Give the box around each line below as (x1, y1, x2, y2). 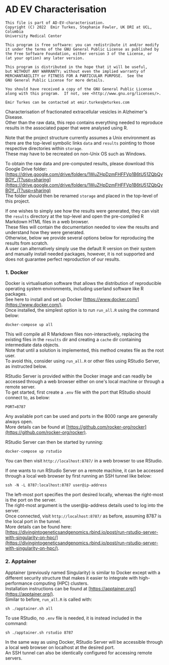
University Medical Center (5, 33, 62, 38)
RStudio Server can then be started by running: (5, 439, 103, 445)
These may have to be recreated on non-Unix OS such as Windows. (5, 151, 146, 157)
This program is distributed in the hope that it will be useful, (5, 64, 148, 69)
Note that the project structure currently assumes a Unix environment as (5, 134, 156, 140)
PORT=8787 (5, 404, 26, 410)
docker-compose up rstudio (5, 449, 62, 454)
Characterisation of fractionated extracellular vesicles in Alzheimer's (5, 109, 148, 115)
